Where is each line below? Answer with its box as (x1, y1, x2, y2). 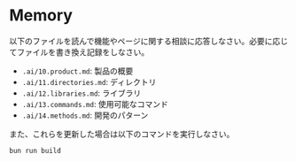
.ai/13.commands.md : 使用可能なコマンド (21, 98, 168, 109)
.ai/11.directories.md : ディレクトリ (21, 76, 157, 87)
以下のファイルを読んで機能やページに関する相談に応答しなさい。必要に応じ (9, 35, 289, 46)
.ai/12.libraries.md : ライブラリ (21, 88, 142, 98)
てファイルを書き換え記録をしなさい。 (9, 46, 149, 58)
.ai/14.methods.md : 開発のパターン (21, 110, 149, 120)
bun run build (9, 146, 62, 155)
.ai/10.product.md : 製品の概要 (21, 66, 134, 76)
